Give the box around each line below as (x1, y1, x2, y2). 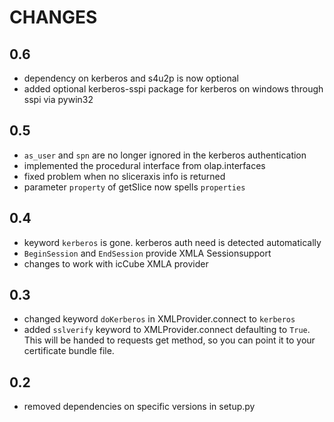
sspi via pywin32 (23, 94, 94, 105)
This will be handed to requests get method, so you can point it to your (23, 334, 316, 346)
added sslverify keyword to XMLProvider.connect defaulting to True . (23, 324, 311, 336)
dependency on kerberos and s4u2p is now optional (23, 72, 239, 84)
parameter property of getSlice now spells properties (23, 181, 246, 193)
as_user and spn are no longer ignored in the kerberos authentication (23, 149, 307, 161)
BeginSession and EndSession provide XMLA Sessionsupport (23, 247, 272, 259)
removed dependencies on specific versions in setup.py (23, 401, 256, 413)
